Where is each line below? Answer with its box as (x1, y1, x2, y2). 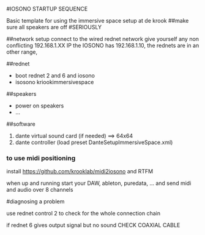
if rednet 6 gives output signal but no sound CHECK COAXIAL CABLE (6, 222, 181, 229)
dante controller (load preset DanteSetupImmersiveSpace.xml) (15, 139, 173, 146)
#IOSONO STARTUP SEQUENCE (6, 5, 88, 12)
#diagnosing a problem (6, 198, 65, 205)
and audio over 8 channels (6, 186, 73, 193)
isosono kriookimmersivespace (15, 79, 94, 85)
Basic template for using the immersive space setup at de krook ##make (6, 17, 189, 24)
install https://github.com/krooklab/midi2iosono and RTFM (6, 168, 154, 175)
